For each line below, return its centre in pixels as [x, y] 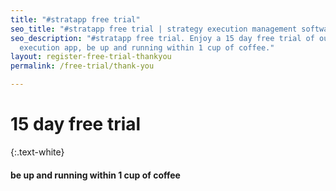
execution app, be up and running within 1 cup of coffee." [147, 47]
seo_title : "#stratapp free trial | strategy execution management [154, 29]
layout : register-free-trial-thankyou [91, 57]
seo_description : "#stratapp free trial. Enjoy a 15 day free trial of [162, 38]
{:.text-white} [37, 152]
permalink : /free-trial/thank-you [82, 66]
